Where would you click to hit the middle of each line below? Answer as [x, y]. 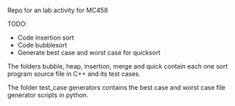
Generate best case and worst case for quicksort [89, 53]
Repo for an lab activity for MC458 [58, 10]
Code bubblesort [42, 45]
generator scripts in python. [48, 95]
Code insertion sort [46, 37]
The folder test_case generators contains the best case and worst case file [116, 87]
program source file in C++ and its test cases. [74, 74]
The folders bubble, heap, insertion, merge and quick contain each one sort [117, 66]
